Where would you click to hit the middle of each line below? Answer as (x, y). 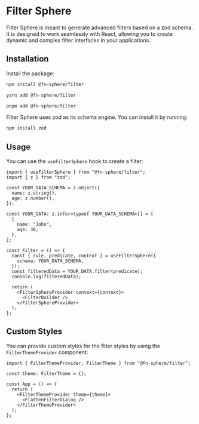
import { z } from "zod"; (38, 177)
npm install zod (26, 128)
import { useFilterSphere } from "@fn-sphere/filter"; (76, 172)
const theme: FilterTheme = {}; (46, 374)
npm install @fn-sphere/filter (45, 84)
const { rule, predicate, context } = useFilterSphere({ (84, 256)
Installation (27, 59)
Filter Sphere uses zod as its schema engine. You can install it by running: (97, 117)
